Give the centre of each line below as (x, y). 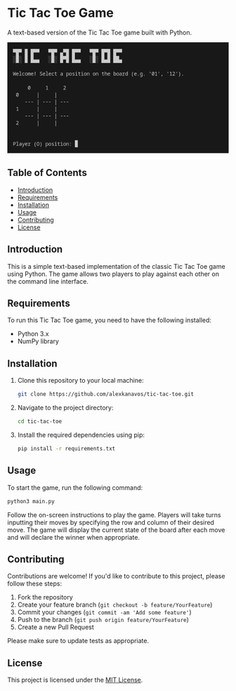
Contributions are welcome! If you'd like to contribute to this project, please (116, 576)
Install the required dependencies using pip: (81, 435)
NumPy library (38, 341)
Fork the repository (45, 597)
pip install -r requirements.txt (66, 448)
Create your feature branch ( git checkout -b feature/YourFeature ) (115, 605)
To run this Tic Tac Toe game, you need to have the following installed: (110, 320)
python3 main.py (31, 501)
